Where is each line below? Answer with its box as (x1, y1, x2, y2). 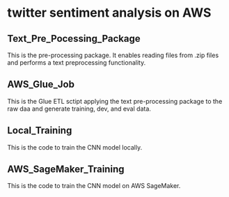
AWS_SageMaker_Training (7, 164, 125, 175)
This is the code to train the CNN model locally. (7, 143, 143, 151)
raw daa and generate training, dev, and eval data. (7, 104, 152, 113)
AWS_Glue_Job (7, 79, 75, 90)
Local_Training (7, 125, 72, 136)
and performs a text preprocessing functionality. (7, 58, 146, 67)
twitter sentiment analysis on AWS (7, 5, 212, 21)
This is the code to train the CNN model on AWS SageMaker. (7, 182, 181, 190)
